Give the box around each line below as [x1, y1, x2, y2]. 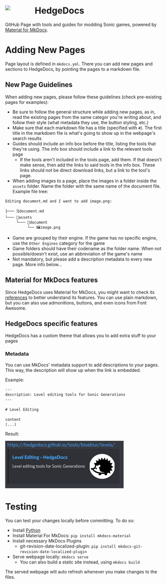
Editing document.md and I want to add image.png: [5, 199, 112, 204]
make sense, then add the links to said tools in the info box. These [19, 162, 156, 168]
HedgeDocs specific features [5, 319, 98, 328]
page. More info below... [12, 261, 62, 267]
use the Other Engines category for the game [12, 240, 105, 246]
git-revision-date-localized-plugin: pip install [19, 543, 116, 549]
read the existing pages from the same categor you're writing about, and [12, 114, 162, 120]
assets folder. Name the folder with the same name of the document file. [12, 183, 161, 189]
